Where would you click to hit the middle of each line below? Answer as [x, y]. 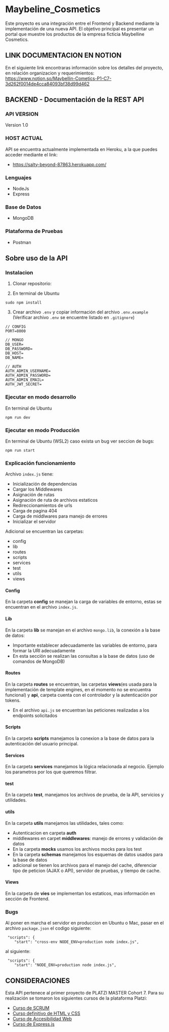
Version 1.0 [17, 125]
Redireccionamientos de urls [42, 505]
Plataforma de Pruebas [34, 231]
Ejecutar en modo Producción [43, 430]
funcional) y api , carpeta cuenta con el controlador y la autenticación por [81, 695]
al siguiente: [18, 951]
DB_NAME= [14, 358]
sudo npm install [24, 303]
